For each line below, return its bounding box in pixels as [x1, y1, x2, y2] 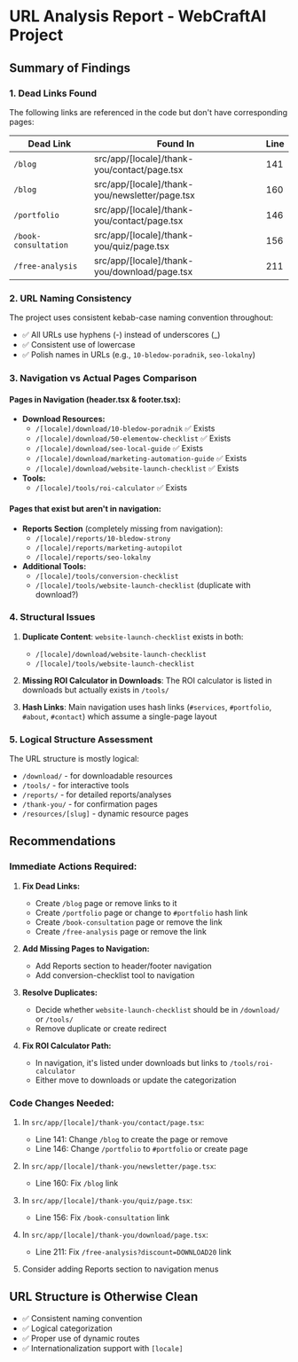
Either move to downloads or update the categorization [35, 1075, 237, 1085]
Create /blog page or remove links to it [35, 897, 177, 908]
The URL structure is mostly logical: [9, 754, 140, 764]
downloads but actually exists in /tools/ [21, 685, 170, 695]
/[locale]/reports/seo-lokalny [35, 552, 152, 562]
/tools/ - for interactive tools [21, 780, 129, 791]
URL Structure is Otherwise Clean [9, 1289, 199, 1304]
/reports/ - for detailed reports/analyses [21, 789, 172, 800]
